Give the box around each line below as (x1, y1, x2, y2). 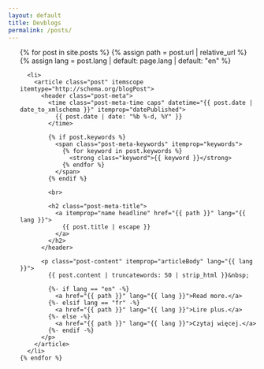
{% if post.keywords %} (48, 133, 126, 142)
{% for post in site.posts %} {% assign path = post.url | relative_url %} (19, 48, 247, 58)
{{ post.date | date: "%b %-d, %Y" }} (54, 113, 183, 121)
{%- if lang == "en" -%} (48, 285, 130, 293)
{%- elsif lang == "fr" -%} (48, 299, 140, 307)
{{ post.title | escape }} (61, 223, 151, 231)
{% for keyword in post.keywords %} (61, 147, 183, 155)
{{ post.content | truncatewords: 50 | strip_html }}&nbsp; (48, 271, 250, 280)
